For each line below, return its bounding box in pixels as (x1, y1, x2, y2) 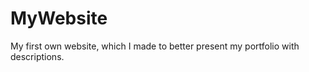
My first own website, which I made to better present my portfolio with (10, 40, 300, 52)
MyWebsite (10, 7, 108, 30)
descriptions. (10, 50, 65, 62)
